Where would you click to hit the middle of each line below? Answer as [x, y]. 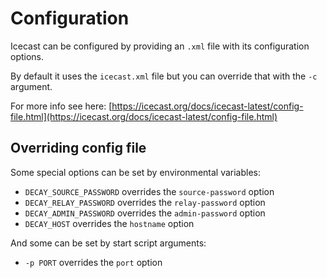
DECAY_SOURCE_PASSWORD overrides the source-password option [149, 191]
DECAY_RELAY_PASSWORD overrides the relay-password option [145, 202]
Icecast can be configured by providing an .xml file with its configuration [160, 46]
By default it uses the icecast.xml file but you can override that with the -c [164, 76]
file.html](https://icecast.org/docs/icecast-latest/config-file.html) [144, 116]
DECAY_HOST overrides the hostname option [109, 223]
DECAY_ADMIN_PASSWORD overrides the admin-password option [145, 213]
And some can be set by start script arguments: [108, 243]
